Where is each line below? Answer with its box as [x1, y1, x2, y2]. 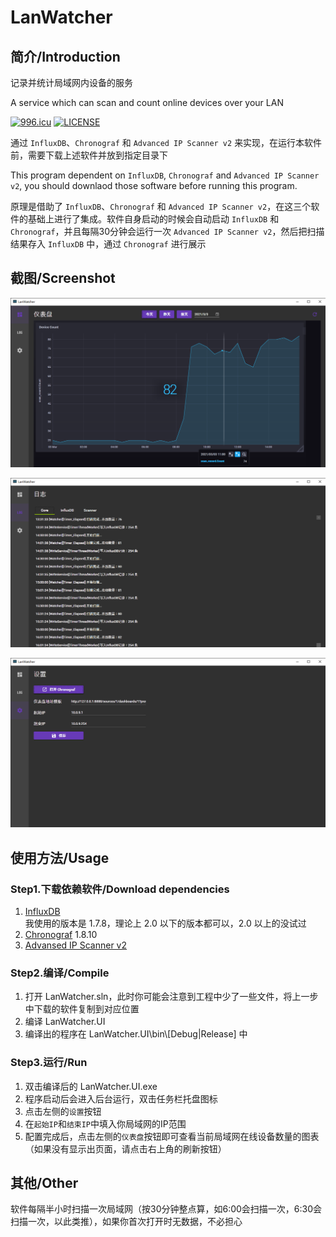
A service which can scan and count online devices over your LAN [10, 97, 284, 108]
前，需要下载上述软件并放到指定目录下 [10, 149, 168, 161]
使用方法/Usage [10, 849, 110, 866]
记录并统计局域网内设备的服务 [10, 77, 133, 88]
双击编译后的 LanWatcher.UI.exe [24, 1080, 158, 1092]
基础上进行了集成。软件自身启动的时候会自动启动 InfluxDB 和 [27, 213, 280, 225]
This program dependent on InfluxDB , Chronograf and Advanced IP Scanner [10, 169, 320, 181]
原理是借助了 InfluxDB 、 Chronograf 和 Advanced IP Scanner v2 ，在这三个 [10, 201, 312, 212]
